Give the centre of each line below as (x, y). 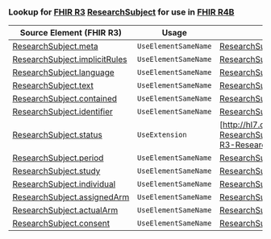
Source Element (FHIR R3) (71, 33)
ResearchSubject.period (58, 158)
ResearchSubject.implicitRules (70, 60)
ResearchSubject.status (57, 135)
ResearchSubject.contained (65, 99)
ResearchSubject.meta (55, 47)
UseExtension (162, 135)
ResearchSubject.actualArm (65, 210)
